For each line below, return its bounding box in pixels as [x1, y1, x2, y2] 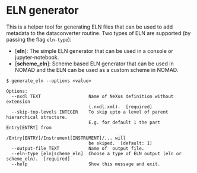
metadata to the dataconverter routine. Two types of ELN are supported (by [6, 29, 191, 36]
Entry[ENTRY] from [6, 124, 52, 131]
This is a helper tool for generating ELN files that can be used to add [6, 23, 173, 30]
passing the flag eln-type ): [6, 36, 72, 43]
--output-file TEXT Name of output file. [11, 145, 145, 152]
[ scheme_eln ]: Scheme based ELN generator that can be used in [14, 60, 174, 67]
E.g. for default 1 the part [88, 119, 161, 125]
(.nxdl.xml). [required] [88, 103, 152, 110]
